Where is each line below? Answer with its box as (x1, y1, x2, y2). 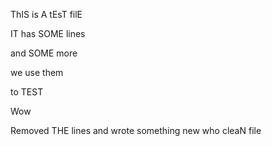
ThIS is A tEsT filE (10, 9, 83, 20)
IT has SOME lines (10, 28, 86, 39)
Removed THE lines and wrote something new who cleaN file (10, 125, 262, 136)
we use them (10, 67, 64, 78)
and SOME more (10, 47, 78, 59)
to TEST (10, 86, 44, 98)
